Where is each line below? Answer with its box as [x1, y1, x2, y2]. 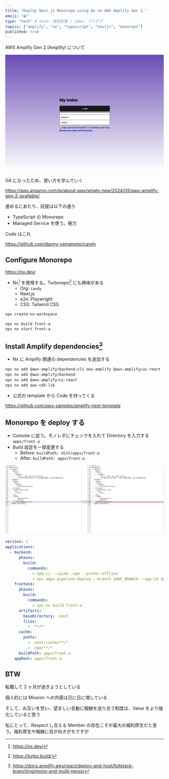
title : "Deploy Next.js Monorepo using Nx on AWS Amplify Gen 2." [5, 8, 147, 13]
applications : [5, 544, 35, 550]
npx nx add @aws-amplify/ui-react [5, 377, 78, 382]
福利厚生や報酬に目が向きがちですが [14, 729, 89, 735]
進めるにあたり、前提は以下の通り [5, 203, 76, 209]
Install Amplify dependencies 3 [5, 340, 103, 351]
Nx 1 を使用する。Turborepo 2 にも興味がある [12, 279, 104, 285]
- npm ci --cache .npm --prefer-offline [32, 571, 118, 576]
